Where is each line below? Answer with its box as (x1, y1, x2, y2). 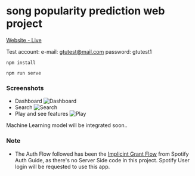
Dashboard (14, 97, 43, 105)
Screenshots (6, 84, 44, 92)
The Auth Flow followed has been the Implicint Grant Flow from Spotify (14, 150, 189, 158)
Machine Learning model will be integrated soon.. (6, 122, 128, 129)
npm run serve (6, 70, 42, 76)
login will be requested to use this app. (14, 163, 110, 170)
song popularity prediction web (6, 4, 165, 18)
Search (14, 104, 33, 111)
